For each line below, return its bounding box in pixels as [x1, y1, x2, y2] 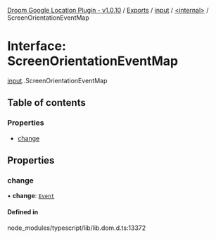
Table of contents [7, 97, 86, 109]
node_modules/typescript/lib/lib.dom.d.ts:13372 [7, 223, 146, 232]
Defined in [7, 207, 39, 216]
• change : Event [7, 192, 55, 200]
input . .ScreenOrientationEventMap [7, 76, 108, 85]
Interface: [7, 38, 67, 54]
